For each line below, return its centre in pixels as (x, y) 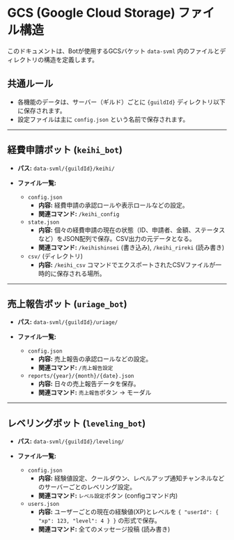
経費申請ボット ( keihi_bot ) (65, 150)
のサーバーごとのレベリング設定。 (87, 487)
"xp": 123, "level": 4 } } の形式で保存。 (100, 520)
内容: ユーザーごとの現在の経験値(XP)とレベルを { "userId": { (128, 512)
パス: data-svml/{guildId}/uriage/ (68, 322)
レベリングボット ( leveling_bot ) (77, 423)
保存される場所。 (81, 273)
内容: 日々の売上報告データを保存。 (89, 384)
